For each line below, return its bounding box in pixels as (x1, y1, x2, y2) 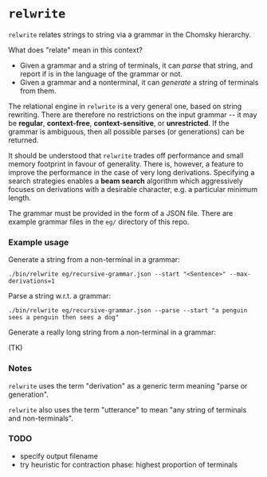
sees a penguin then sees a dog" (8, 314, 120, 322)
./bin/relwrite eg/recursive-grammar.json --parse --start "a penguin (8, 307, 248, 315)
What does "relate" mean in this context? (8, 45, 143, 54)
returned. (8, 135, 39, 145)
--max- (229, 270, 251, 279)
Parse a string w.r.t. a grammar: (8, 291, 112, 301)
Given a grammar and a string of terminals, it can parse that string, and (19, 61, 253, 70)
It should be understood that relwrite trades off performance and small (8, 151, 244, 160)
